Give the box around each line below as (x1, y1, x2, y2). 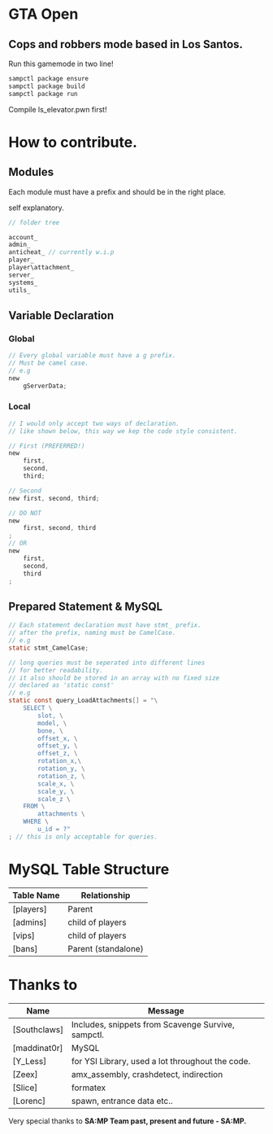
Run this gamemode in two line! (8, 59, 114, 68)
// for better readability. (8, 666, 104, 674)
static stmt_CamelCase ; (8, 644, 89, 652)
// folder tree (8, 218, 60, 226)
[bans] (12, 943, 38, 954)
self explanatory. (8, 203, 65, 212)
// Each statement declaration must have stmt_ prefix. (8, 621, 201, 629)
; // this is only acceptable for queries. (8, 832, 158, 841)
